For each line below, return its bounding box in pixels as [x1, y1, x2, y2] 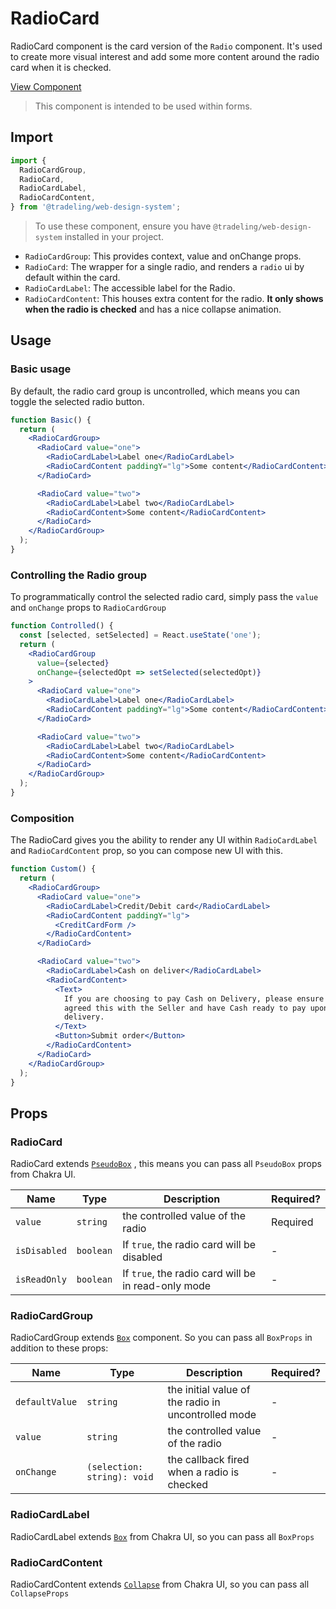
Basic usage [10, 362, 72, 376]
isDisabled [15, 1245, 67, 1257]
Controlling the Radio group [10, 568, 148, 582]
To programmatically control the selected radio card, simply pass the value [10, 591, 319, 603]
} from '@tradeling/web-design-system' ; [10, 202, 182, 212]
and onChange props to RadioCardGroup [10, 602, 167, 614]
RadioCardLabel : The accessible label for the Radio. [24, 282, 236, 294]
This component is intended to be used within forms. [34, 100, 253, 112]
